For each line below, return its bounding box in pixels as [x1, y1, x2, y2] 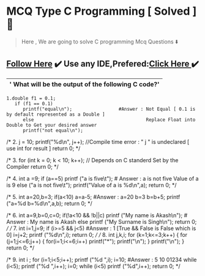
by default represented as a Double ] [6, 111, 105, 117]
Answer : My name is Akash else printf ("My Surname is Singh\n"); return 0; [6, 218, 197, 225]
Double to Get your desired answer [6, 122, 97, 128]
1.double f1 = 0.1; [6, 95, 56, 102]
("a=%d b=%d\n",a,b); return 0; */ [6, 200, 93, 207]
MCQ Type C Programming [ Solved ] [6, 4, 197, 18]
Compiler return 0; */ [6, 163, 59, 170]
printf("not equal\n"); [22, 127, 84, 133]
